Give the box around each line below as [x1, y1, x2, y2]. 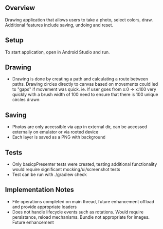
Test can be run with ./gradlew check [12, 172, 87, 177]
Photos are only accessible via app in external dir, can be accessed [12, 124, 147, 130]
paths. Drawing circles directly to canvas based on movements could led [12, 81, 158, 87]
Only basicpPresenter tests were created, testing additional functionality [12, 161, 157, 167]
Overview [5, 4, 36, 12]
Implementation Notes [5, 186, 74, 194]
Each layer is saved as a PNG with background [12, 134, 106, 140]
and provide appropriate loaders [12, 204, 77, 210]
